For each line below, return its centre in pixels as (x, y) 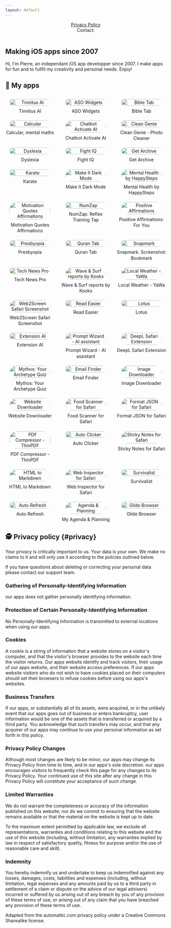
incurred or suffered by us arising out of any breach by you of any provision (85, 894)
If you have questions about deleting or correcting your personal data (78, 567)
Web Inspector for (86, 487)
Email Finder (86, 378)
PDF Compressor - (30, 454)
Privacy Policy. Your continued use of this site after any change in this (79, 776)
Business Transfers (30, 697)
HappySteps (141, 192)
